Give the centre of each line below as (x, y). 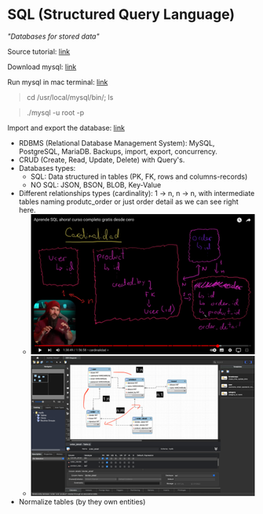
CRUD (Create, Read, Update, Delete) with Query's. (102, 160)
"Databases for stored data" (53, 36)
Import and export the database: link (66, 128)
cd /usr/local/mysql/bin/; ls (70, 97)
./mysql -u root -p (55, 113)
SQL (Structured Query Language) (121, 15)
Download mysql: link (42, 67)
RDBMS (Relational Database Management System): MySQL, (117, 142)
